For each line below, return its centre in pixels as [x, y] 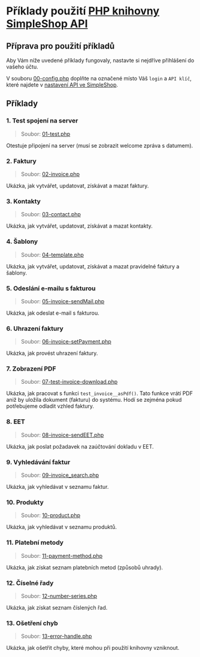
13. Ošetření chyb [32, 623]
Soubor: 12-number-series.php [59, 596]
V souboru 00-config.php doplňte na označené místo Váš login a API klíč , [99, 78]
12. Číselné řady [30, 583]
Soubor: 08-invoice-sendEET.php [62, 435]
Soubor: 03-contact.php [51, 214]
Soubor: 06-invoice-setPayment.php [66, 342]
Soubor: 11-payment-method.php [62, 556]
